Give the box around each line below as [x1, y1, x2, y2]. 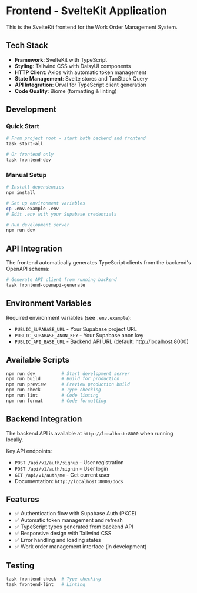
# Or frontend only [6, 152, 54, 158]
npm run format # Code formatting [6, 398, 107, 404]
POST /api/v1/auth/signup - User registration [14, 458, 125, 465]
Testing [6, 560, 35, 571]
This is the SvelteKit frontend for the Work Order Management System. [6, 24, 178, 31]
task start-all [6, 141, 44, 147]
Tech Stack [6, 41, 48, 51]
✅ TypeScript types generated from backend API [14, 523, 133, 530]
